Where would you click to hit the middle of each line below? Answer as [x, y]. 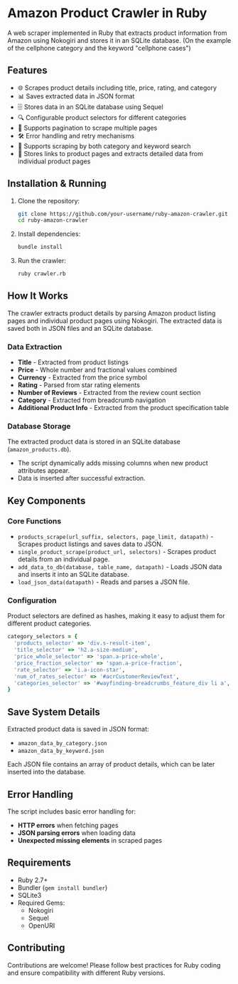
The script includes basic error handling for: [72, 811]
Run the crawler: [42, 261]
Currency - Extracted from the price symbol [82, 378]
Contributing [36, 948]
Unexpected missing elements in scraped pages [90, 840]
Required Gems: [41, 903]
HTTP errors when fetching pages [68, 825]
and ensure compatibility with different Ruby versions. [86, 973]
